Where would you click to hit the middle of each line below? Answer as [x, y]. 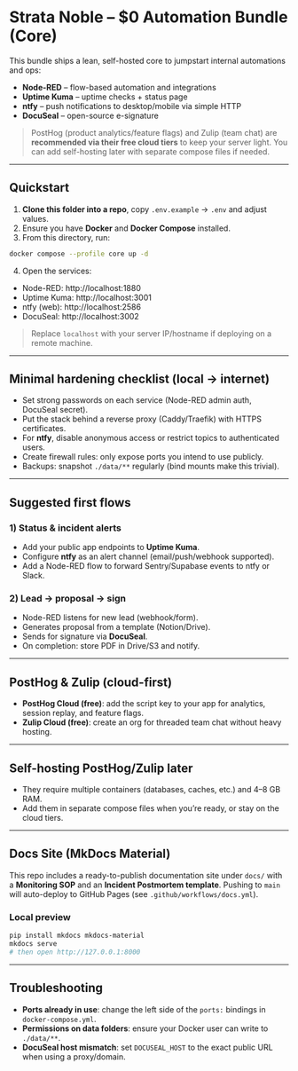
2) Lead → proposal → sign [68, 599]
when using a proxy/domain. [74, 1056]
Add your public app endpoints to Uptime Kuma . [110, 547]
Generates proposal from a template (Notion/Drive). [116, 627]
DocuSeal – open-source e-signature [90, 115]
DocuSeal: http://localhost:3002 [80, 316]
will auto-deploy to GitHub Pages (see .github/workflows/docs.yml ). [134, 894]
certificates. [44, 429]
